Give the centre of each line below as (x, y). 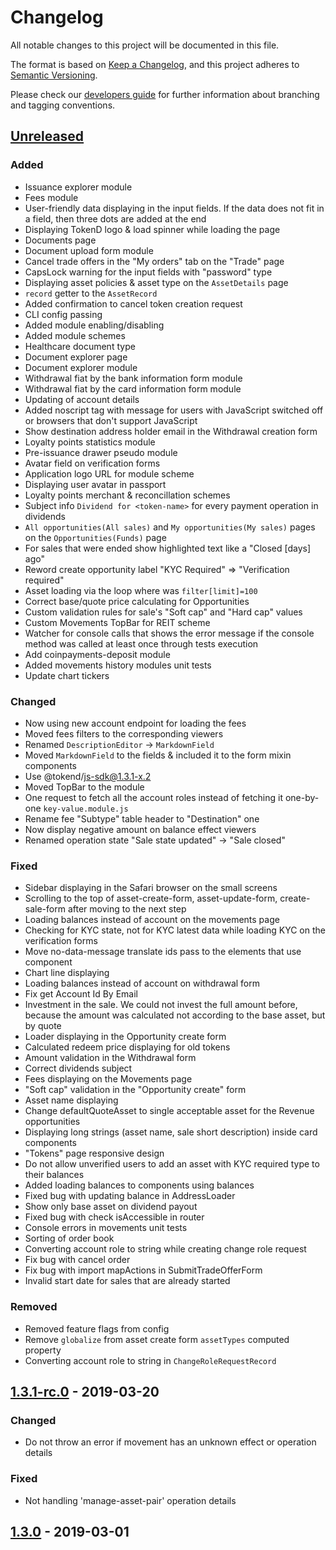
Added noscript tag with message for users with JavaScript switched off (174, 410)
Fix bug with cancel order (77, 1260)
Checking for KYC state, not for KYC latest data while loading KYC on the (175, 930)
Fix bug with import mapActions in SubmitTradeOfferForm (143, 1270)
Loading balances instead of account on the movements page (152, 920)
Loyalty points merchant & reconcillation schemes (127, 495)
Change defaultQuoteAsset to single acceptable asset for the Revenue (169, 1111)
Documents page (60, 240)
